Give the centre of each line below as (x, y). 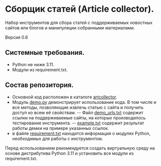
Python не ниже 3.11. (33, 64)
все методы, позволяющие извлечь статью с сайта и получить (78, 107)
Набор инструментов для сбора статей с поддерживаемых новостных (79, 23)
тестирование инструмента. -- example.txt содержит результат (78, 123)
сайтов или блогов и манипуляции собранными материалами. (70, 27)
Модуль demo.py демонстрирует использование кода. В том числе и (84, 102)
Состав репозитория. (40, 85)
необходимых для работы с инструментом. (58, 139)
